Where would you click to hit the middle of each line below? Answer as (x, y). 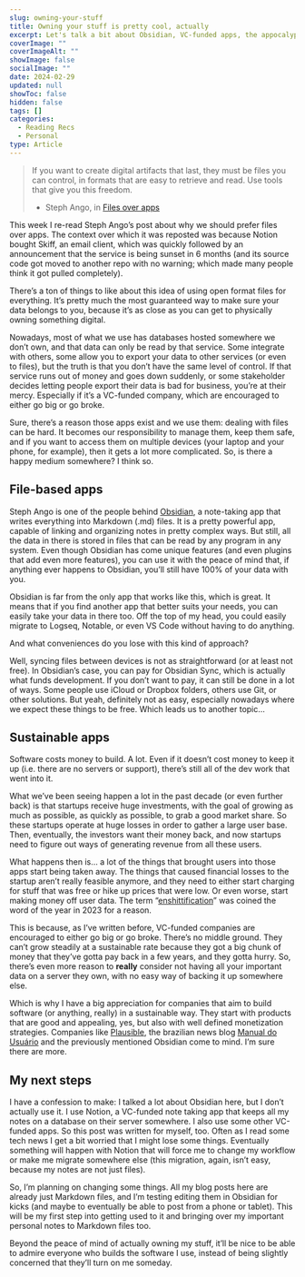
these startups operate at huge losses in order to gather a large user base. (148, 825)
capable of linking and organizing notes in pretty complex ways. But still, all (150, 530)
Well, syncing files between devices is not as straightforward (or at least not (151, 660)
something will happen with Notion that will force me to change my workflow (152, 1151)
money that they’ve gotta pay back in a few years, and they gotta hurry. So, (150, 957)
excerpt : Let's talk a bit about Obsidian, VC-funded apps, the (133, 35)
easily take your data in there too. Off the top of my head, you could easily (148, 616)
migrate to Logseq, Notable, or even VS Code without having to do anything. (152, 625)
